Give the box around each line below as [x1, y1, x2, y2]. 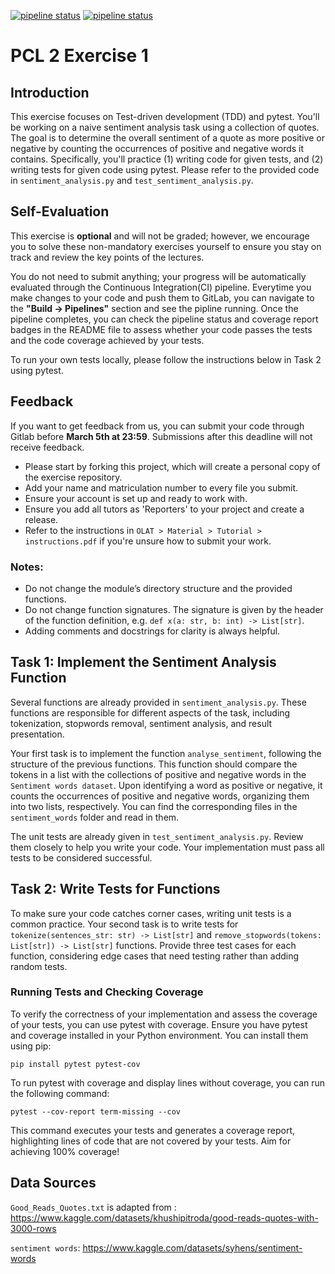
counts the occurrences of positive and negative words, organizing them [10, 790, 310, 802]
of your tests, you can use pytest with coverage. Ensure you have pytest [10, 1018, 308, 1030]
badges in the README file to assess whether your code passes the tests [10, 323, 313, 335]
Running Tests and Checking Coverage [10, 985, 204, 999]
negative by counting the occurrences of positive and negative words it [10, 143, 305, 154]
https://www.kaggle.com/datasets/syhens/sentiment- [82, 1241, 303, 1254]
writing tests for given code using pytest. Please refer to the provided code [10, 164, 320, 175]
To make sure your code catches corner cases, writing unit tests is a [10, 907, 292, 919]
